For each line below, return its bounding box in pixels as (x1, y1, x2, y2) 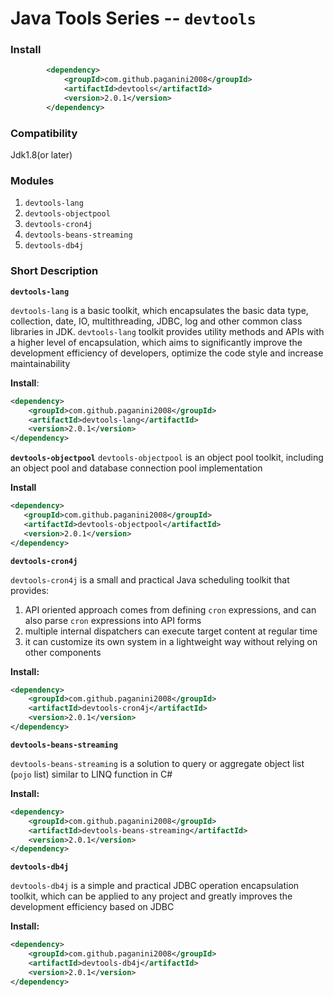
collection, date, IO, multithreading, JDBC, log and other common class (10, 315, 303, 327)
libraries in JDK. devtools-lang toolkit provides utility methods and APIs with (10, 325, 325, 337)
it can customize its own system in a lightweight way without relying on (24, 635, 318, 647)
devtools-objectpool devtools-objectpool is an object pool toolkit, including (10, 452, 324, 464)
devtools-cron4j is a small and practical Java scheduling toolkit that (10, 573, 290, 586)
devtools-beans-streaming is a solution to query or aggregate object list (10, 757, 305, 769)
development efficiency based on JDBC (10, 901, 175, 913)
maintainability (10, 357, 71, 369)
